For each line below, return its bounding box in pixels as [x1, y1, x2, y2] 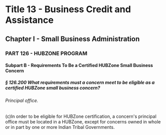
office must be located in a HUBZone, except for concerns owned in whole [5, 118, 161, 125]
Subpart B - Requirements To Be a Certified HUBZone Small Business [5, 62, 153, 69]
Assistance [5, 14, 54, 26]
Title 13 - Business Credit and [5, 4, 131, 15]
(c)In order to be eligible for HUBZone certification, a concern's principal [5, 113, 157, 119]
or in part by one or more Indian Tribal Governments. [5, 124, 115, 130]
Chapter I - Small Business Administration [5, 35, 140, 43]
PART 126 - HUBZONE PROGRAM [5, 50, 88, 57]
